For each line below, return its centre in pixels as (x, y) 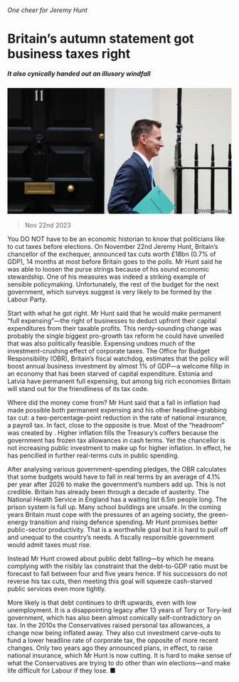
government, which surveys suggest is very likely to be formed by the (110, 292)
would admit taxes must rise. (49, 545)
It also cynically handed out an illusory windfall (79, 74)
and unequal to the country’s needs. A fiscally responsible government (111, 538)
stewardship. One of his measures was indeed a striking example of (107, 277)
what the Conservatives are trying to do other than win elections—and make (119, 663)
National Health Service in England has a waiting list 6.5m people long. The (117, 500)
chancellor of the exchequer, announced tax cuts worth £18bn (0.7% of (112, 254)
